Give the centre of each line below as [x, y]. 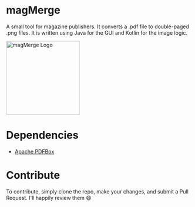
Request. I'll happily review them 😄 [49, 198]
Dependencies [42, 135]
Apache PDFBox [34, 151]
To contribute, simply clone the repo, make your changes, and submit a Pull [97, 191]
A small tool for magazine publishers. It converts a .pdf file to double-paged [98, 26]
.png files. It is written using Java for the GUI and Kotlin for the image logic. [97, 32]
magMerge [33, 10]
